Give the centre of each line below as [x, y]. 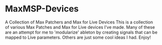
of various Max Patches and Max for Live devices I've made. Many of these [80, 27]
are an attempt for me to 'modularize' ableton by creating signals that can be [81, 32]
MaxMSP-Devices [42, 9]
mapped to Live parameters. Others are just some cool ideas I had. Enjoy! [78, 37]
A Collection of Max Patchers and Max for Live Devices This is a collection [79, 22]
